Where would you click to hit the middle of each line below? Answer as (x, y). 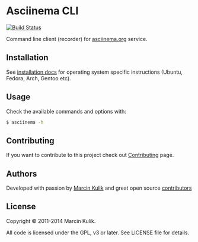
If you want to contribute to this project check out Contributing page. (90, 155)
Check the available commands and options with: (66, 111)
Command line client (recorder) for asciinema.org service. (77, 39)
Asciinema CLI (42, 11)
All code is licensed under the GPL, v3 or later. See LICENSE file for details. (98, 232)
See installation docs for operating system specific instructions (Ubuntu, (94, 72)
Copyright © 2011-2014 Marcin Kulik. (51, 221)
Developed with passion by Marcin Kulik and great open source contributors (99, 188)
